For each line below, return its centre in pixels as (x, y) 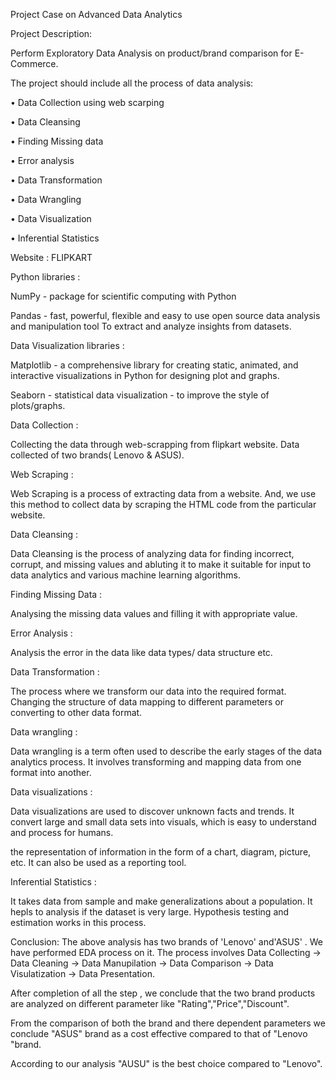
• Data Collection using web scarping (87, 102)
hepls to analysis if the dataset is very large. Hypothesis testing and (150, 912)
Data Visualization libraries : (67, 345)
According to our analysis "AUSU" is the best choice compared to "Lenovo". (166, 1063)
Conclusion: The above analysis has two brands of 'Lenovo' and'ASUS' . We (167, 942)
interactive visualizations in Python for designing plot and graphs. (145, 375)
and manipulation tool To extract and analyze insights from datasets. (151, 326)
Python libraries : (45, 277)
